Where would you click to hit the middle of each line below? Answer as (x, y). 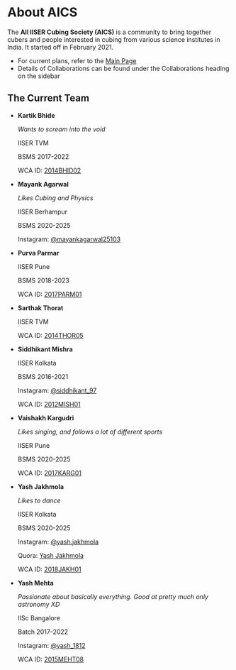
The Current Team (49, 98)
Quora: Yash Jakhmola (50, 555)
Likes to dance (39, 500)
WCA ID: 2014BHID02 (49, 170)
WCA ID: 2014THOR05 (50, 335)
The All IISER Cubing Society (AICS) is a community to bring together (109, 32)
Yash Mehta (36, 583)
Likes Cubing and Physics (55, 198)
